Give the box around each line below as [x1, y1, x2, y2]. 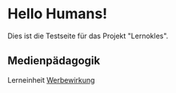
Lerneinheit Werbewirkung [7, 75, 95, 84]
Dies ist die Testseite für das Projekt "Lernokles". [7, 31, 169, 41]
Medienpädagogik [7, 54, 101, 68]
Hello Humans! [7, 5, 108, 23]
